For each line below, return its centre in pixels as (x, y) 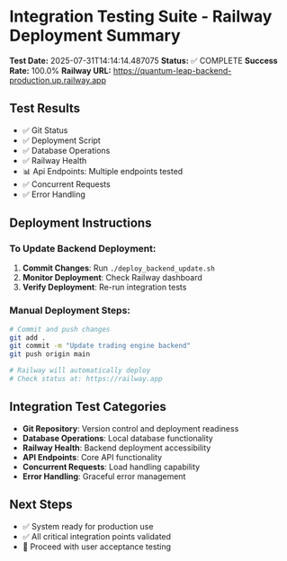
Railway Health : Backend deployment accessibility (117, 448)
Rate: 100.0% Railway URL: (60, 70)
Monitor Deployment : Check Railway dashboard (112, 278)
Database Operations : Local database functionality (117, 438)
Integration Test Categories (88, 407)
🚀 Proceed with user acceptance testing (97, 547)
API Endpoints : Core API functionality (92, 457)
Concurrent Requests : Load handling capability (111, 467)
